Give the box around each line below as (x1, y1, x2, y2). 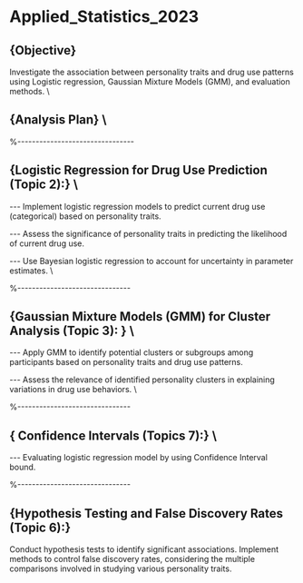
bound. (9, 461, 36, 473)
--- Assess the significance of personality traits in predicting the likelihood (9, 228, 288, 239)
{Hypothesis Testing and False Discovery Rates (9, 506, 284, 521)
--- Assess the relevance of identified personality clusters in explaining (9, 374, 275, 385)
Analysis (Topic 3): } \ (9, 323, 134, 339)
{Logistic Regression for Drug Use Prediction (9, 163, 268, 178)
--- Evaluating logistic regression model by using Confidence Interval (9, 452, 268, 463)
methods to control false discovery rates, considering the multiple (9, 554, 256, 565)
